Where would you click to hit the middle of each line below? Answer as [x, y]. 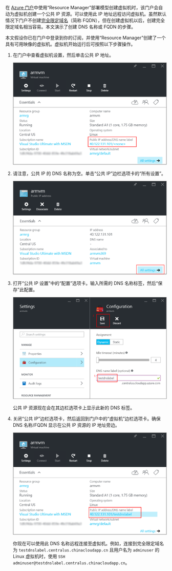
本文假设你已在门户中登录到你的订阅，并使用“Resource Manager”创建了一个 [86, 38]
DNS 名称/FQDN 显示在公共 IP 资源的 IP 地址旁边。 [66, 425]
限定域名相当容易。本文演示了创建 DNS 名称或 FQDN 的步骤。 [71, 27]
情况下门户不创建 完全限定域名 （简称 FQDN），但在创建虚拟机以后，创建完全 [85, 20]
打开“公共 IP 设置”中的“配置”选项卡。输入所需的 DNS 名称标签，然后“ [85, 283]
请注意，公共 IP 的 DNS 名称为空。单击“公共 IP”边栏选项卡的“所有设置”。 [89, 174]
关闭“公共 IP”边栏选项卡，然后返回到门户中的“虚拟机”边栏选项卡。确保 [87, 419]
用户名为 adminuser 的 [136, 550]
